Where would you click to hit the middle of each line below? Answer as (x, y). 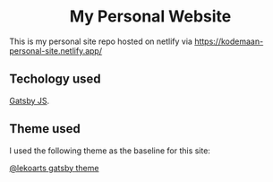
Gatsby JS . (30, 100)
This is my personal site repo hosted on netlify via (101, 41)
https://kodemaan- (229, 41)
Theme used (45, 129)
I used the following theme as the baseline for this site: (110, 151)
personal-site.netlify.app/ (56, 50)
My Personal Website (150, 17)
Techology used (55, 79)
